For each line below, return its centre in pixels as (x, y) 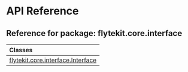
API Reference (43, 11)
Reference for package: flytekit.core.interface (94, 33)
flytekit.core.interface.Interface (53, 60)
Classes (21, 50)
